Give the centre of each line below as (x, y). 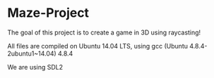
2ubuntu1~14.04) (32, 53)
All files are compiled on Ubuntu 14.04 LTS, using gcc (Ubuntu (98, 46)
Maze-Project (48, 13)
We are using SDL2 (35, 67)
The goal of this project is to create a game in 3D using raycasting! (104, 32)
